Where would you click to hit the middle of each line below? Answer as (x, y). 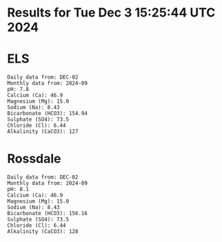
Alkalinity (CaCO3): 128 (43, 232)
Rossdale (34, 159)
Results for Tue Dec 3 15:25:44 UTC (111, 13)
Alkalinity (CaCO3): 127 (43, 132)
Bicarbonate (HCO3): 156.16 (48, 214)
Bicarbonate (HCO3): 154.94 (48, 114)
